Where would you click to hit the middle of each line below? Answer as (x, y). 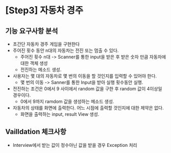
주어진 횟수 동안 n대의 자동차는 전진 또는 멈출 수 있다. (66, 50)
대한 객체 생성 (34, 63)
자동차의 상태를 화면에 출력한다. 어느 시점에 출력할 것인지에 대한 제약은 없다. (88, 108)
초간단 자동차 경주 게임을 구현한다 (46, 44)
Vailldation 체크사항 (36, 132)
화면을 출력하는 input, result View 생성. (60, 114)
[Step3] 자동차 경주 (44, 10)
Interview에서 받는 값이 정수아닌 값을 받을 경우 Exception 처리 (75, 145)
